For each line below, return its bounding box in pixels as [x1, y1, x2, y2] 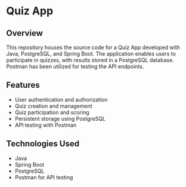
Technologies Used [6, 139, 79, 149]
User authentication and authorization [14, 96, 108, 103]
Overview [6, 28, 44, 38]
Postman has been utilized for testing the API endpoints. [6, 63, 144, 70]
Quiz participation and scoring [14, 109, 89, 116]
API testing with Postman [14, 121, 77, 128]
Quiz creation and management [14, 102, 92, 109]
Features [6, 80, 40, 90]
